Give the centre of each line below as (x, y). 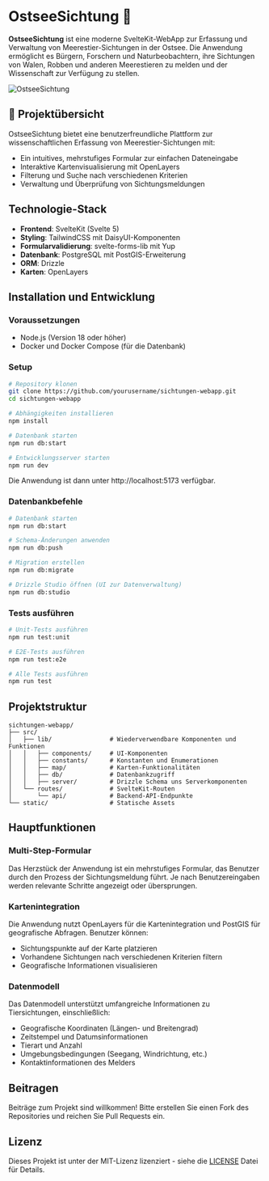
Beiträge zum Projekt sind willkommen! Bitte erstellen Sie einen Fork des (128, 1107)
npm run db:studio (39, 592)
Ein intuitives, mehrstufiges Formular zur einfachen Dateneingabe (129, 158)
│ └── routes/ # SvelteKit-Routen (92, 789)
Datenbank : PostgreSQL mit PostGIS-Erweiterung (103, 255)
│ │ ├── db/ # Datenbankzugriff (92, 775)
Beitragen (34, 1088)
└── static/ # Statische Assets (92, 804)
